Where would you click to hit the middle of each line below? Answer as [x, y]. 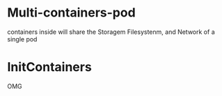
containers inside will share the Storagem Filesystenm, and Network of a [111, 32]
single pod [22, 39]
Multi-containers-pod [71, 13]
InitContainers [49, 67]
